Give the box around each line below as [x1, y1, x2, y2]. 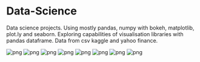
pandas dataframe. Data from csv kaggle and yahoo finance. [6, 37, 158, 44]
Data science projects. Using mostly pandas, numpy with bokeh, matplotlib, [6, 24, 195, 31]
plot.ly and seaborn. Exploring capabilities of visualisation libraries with [6, 30, 184, 37]
